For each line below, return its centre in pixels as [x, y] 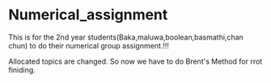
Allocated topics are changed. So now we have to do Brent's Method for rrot [135, 61]
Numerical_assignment [88, 15]
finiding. [22, 69]
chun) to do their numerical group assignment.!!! [89, 45]
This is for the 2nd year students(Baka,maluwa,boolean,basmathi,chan [126, 37]
